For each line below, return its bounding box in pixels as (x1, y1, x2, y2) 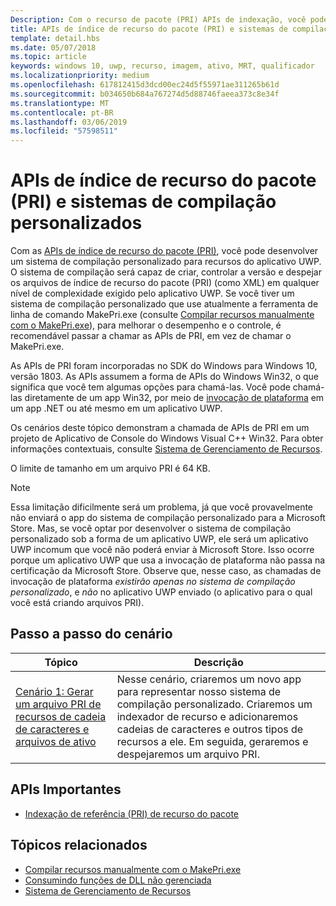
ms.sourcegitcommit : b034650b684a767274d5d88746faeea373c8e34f (10, 89, 280, 99)
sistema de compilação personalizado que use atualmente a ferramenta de (10, 298, 319, 310)
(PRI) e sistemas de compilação (10, 191, 277, 213)
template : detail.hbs (10, 33, 101, 43)
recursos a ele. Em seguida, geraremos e (116, 734, 309, 748)
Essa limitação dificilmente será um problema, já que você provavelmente (10, 501, 314, 513)
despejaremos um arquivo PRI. (116, 747, 260, 761)
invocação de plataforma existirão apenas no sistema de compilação (10, 576, 296, 588)
